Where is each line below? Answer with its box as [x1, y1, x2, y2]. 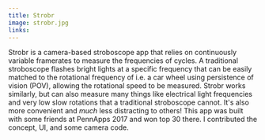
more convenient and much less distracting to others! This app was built [8, 106, 244, 116]
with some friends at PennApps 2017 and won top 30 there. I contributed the [8, 115, 258, 124]
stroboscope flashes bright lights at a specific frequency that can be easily [8, 64, 252, 74]
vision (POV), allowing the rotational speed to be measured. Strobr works [8, 81, 246, 90]
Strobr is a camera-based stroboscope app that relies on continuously [8, 48, 237, 57]
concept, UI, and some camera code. [8, 123, 129, 132]
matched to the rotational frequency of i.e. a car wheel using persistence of [8, 72, 255, 83]
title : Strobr [8, 11, 55, 20]
